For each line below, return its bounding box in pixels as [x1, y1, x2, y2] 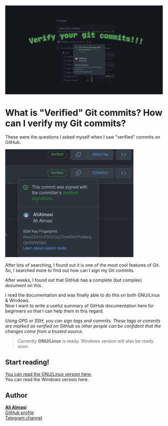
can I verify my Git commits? [5, 117, 126, 129]
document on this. [5, 282, 42, 288]
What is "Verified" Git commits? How [5, 107, 162, 118]
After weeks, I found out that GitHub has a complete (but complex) [5, 277, 142, 283]
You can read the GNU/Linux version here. [5, 371, 92, 377]
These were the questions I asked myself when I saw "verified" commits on [5, 134, 160, 140]
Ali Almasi [5, 404, 27, 410]
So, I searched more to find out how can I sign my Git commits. [5, 267, 135, 273]
